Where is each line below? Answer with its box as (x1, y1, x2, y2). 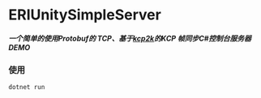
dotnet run (8, 83, 45, 92)
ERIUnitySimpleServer (8, 6, 162, 24)
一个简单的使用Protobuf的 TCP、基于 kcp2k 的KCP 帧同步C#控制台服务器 (8, 33, 252, 43)
